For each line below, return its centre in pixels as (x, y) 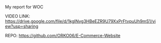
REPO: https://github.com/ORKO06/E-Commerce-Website (63, 36)
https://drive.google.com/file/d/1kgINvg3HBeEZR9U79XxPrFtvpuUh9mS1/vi (80, 21)
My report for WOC (24, 7)
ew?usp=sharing (22, 26)
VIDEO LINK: (18, 16)
